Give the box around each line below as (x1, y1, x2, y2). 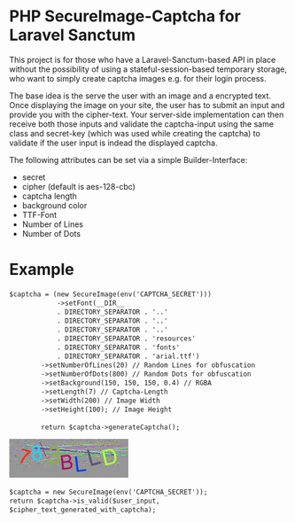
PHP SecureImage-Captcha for (9, 6, 241, 27)
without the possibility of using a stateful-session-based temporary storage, (9, 64, 288, 74)
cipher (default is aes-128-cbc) (21, 181, 136, 191)
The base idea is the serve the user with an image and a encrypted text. (9, 90, 272, 101)
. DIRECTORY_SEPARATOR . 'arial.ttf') (56, 352, 200, 361)
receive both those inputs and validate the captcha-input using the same (9, 118, 275, 129)
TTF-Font (21, 209, 58, 220)
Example (9, 260, 74, 280)
